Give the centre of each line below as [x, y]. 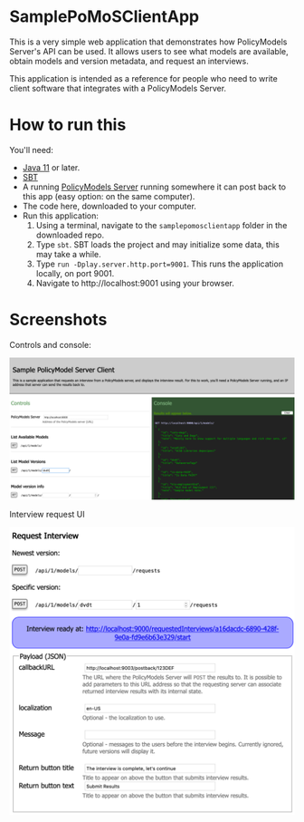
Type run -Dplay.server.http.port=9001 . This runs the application [159, 264]
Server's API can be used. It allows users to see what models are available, [149, 51]
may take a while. [68, 254]
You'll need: [32, 150]
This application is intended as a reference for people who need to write [143, 78]
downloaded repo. [70, 235]
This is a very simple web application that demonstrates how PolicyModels [148, 42]
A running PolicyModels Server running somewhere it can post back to [154, 187]
